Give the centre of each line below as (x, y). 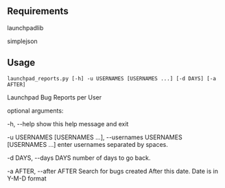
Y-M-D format (27, 178)
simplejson (22, 41)
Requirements (38, 11)
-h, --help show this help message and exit (68, 124)
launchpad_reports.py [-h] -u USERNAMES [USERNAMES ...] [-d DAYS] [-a (111, 78)
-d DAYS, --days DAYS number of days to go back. (79, 158)
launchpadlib (25, 27)
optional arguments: (35, 110)
